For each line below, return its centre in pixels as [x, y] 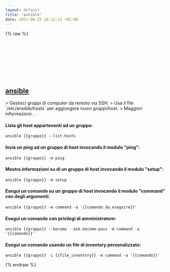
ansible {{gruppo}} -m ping [35, 158]
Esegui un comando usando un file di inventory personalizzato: [73, 245]
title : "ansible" [24, 15]
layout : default [22, 10]
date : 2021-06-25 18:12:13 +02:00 [42, 19]
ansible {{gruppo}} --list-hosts [41, 136]
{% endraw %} [21, 265]
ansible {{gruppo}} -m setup [36, 180]
